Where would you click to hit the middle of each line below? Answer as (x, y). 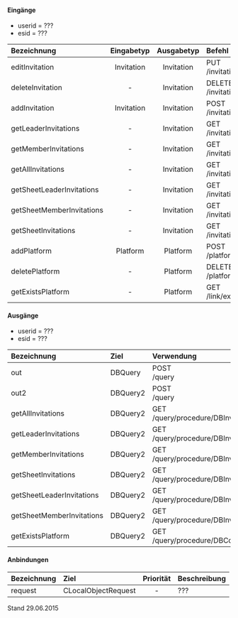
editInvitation (33, 67)
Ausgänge (23, 315)
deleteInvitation (36, 87)
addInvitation (33, 108)
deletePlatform (35, 271)
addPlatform (31, 251)
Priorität (157, 578)
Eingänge (22, 10)
